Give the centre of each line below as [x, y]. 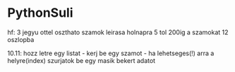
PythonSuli [40, 13]
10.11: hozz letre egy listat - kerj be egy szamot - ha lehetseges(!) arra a [111, 53]
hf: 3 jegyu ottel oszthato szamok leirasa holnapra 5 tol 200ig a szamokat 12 [118, 32]
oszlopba [21, 39]
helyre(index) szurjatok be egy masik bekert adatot [82, 60]
